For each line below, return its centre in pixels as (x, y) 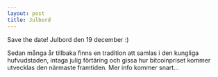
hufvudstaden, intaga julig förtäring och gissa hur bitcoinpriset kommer (109, 60)
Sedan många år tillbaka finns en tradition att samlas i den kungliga (103, 53)
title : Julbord (29, 20)
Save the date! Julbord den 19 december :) (68, 39)
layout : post (26, 13)
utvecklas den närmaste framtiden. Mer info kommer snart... (93, 67)
